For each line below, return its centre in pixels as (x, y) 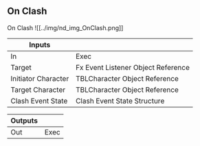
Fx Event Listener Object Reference (133, 67)
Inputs (40, 45)
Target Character (38, 90)
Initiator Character (40, 78)
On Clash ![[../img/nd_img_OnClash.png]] (65, 27)
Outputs (24, 121)
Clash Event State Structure (120, 101)
